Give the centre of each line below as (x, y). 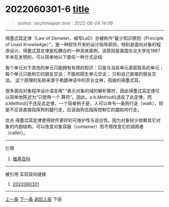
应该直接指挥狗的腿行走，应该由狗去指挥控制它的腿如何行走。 (78, 109)
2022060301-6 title (47, 9)
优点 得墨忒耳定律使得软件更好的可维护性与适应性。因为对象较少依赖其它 (81, 120)
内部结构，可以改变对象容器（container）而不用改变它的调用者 (79, 126)
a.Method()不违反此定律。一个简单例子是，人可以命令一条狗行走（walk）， (82, 103)
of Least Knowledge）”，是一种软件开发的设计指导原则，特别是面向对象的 (81, 44)
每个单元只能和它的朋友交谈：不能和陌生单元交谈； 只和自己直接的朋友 (78, 74)
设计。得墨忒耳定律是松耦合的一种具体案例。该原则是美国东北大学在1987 (85, 51)
